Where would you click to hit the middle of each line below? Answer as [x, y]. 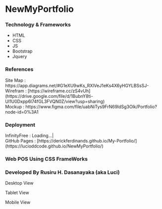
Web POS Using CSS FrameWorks [47, 159]
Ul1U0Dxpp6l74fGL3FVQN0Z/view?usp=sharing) [55, 101]
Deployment [20, 125]
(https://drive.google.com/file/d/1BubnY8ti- [49, 96]
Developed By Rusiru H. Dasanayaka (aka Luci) [62, 172]
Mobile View [18, 203]
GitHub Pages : [21, 141]
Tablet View [17, 193]
